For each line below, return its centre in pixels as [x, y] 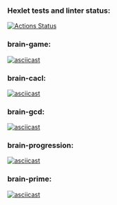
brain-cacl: [27, 78]
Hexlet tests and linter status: [59, 11]
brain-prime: [30, 179]
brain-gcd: [26, 112]
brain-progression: [41, 146]
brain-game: [29, 45]
